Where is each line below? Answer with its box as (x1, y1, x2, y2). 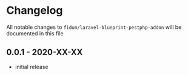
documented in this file (6, 29, 64, 37)
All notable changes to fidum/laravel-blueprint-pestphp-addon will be (6, 23, 182, 31)
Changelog (6, 4, 63, 17)
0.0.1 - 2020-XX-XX (6, 47, 83, 58)
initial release (15, 63, 49, 70)
